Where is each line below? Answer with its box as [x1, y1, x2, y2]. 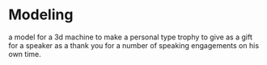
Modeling [8, 6, 74, 24]
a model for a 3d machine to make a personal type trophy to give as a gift [8, 32, 252, 42]
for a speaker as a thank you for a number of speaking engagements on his [8, 40, 260, 50]
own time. [8, 49, 42, 59]
